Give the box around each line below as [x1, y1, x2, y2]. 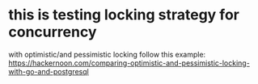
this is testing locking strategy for [8, 6, 240, 24]
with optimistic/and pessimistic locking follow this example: [8, 49, 206, 59]
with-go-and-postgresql [8, 66, 89, 76]
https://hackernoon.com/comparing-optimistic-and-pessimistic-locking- [8, 58, 251, 68]
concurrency [8, 23, 97, 41]
